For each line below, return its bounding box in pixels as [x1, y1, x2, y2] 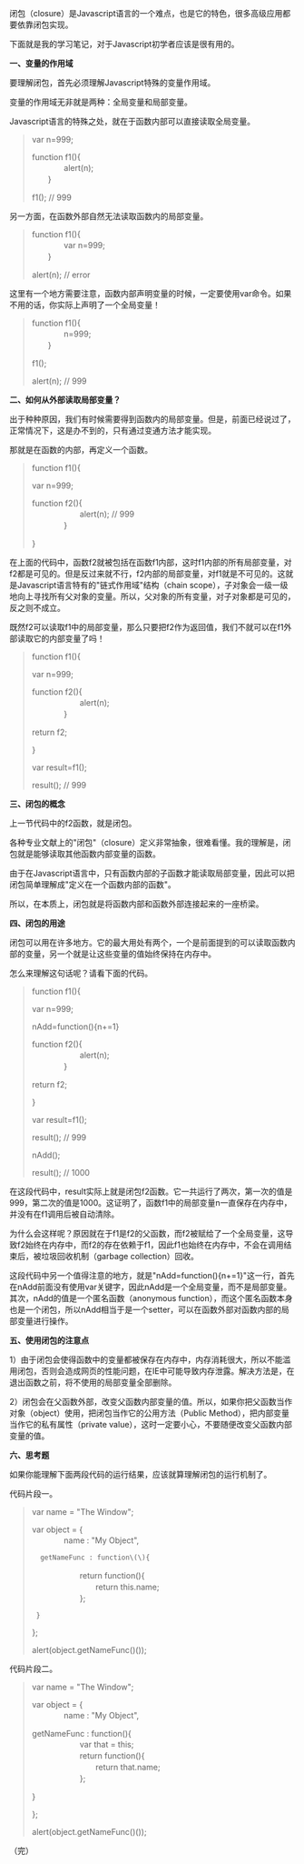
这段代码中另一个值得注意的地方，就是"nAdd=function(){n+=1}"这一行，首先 [9, 1270, 295, 1280]
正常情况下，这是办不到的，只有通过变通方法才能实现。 [9, 426, 216, 436]
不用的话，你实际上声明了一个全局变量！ [9, 299, 161, 310]
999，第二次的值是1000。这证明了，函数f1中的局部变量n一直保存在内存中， [9, 1198, 292, 1208]
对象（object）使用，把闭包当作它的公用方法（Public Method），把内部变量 [9, 1408, 290, 1418]
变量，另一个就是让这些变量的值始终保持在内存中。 [25, 948, 216, 959]
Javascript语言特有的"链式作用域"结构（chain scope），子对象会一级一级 [16, 580, 289, 590]
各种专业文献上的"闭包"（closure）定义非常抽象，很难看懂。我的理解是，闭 [9, 837, 291, 847]
